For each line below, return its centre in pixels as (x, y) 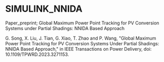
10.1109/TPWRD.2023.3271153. (37, 54)
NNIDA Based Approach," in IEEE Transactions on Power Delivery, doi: (78, 49)
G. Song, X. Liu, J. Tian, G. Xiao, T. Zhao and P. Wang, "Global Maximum (81, 38)
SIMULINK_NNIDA (44, 9)
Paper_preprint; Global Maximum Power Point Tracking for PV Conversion (82, 23)
